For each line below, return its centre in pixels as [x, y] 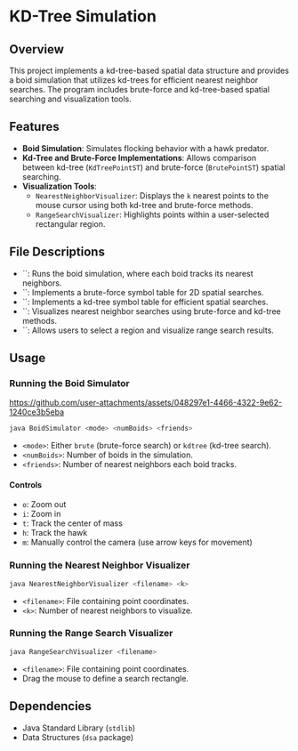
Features [34, 127]
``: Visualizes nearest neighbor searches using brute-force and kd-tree [152, 311]
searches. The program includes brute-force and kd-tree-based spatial [139, 89]
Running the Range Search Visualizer [91, 634]
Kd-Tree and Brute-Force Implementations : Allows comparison [139, 157]
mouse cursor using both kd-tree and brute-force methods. [144, 205]
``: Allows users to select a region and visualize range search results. [148, 330]
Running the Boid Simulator [70, 383]
